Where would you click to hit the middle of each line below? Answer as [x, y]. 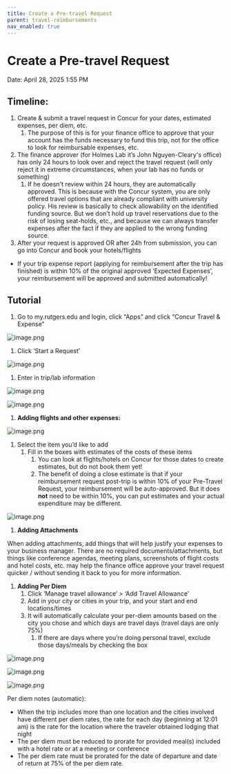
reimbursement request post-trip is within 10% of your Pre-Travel [130, 481]
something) [33, 177]
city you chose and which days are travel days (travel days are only [123, 623]
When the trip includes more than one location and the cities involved [116, 712]
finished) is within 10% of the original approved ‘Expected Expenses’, [115, 271]
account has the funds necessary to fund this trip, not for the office [123, 140]
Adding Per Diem [42, 586]
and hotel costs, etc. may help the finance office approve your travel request [116, 565]
